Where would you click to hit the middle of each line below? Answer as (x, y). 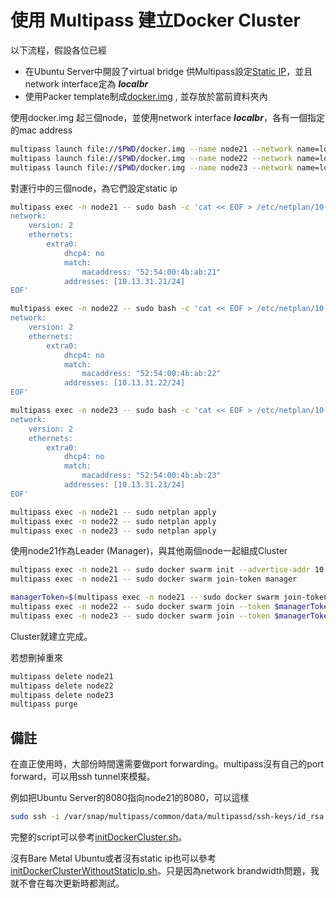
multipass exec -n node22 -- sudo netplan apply (113, 521)
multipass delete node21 (62, 676)
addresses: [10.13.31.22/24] (124, 383)
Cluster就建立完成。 (51, 636)
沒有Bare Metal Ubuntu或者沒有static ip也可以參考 (113, 858)
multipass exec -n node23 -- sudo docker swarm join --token (140, 616)
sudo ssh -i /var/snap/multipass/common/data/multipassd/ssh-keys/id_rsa (167, 817)
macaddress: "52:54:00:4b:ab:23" (151, 476)
